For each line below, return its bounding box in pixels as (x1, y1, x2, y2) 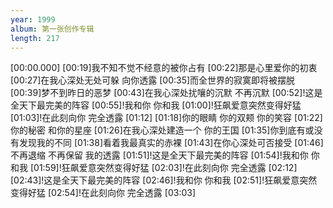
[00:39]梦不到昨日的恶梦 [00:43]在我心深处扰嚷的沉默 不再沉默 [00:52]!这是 (10, 87, 323, 99)
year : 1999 (10, 14, 56, 25)
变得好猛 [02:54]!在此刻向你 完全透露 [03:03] (10, 187, 197, 199)
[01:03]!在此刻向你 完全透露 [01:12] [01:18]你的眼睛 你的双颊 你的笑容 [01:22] (10, 112, 323, 124)
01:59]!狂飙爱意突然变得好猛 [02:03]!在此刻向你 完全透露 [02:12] (33, 162, 298, 174)
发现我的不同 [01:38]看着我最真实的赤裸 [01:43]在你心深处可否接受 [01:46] (18, 137, 324, 149)
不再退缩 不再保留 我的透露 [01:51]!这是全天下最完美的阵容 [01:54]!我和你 (10, 149, 309, 161)
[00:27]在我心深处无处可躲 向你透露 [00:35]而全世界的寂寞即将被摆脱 (10, 74, 296, 86)
